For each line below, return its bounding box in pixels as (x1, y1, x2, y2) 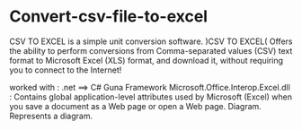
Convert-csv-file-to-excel (9, 6, 209, 27)
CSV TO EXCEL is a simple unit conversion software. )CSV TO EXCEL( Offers (9, 36, 293, 47)
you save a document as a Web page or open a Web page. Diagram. (9, 100, 262, 111)
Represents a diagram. (9, 110, 93, 121)
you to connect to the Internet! (9, 65, 122, 75)
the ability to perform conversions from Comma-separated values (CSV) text (9, 45, 293, 56)
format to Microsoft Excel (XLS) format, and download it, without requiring (9, 55, 284, 65)
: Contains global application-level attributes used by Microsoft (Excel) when (9, 91, 292, 102)
